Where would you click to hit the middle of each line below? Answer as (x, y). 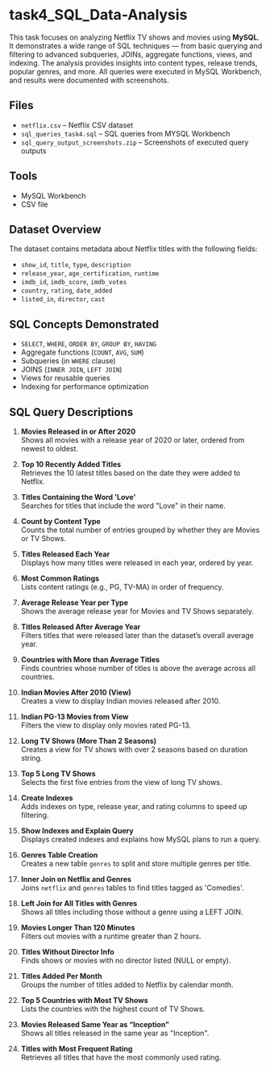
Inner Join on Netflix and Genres (76, 879)
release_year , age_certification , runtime (90, 273)
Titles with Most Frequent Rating (77, 1049)
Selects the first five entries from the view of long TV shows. (121, 782)
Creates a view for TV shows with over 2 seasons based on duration (134, 749)
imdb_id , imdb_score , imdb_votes (74, 282)
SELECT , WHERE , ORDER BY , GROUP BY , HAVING (88, 344)
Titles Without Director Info (68, 952)
